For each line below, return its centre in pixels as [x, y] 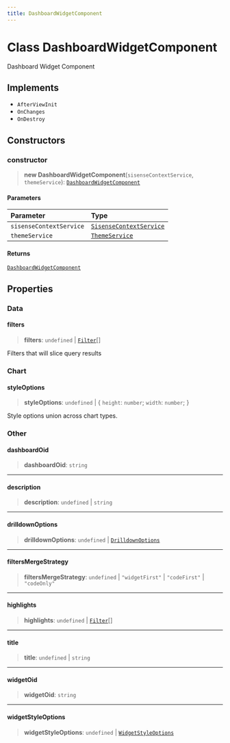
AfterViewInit [37, 105]
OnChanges [31, 112]
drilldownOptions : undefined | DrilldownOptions [92, 540]
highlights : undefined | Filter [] [68, 620]
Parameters [24, 198]
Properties [30, 289]
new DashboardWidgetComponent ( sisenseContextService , [108, 175]
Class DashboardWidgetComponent [112, 47]
